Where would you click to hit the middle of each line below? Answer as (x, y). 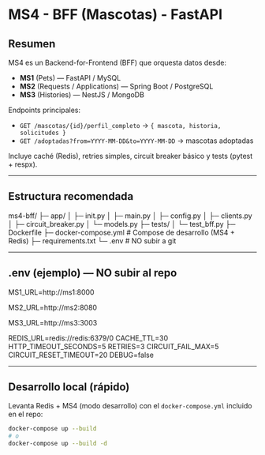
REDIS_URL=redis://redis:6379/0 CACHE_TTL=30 (88, 338)
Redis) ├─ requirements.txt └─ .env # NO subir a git (92, 241)
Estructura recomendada (71, 196)
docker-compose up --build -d (58, 444)
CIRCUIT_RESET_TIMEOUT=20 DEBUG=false (81, 355)
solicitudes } (43, 133)
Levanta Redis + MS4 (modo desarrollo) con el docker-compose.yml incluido (130, 406)
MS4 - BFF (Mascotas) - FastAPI (116, 15)
